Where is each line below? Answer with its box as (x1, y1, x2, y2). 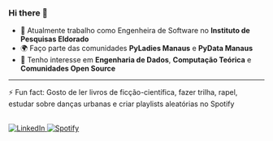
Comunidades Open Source (19, 64, 116, 74)
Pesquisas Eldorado (19, 34, 89, 44)
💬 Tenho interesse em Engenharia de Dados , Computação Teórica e (19, 55, 252, 65)
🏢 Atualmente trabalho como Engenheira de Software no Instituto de (19, 26, 250, 36)
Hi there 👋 (8, 7, 49, 19)
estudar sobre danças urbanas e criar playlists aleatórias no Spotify (8, 99, 235, 109)
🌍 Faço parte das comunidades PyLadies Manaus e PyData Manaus (19, 44, 253, 53)
